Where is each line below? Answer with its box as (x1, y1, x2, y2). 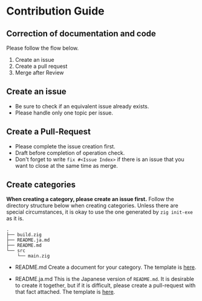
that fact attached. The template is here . (15, 288, 116, 296)
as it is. (6, 215, 24, 222)
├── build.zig (6, 232, 42, 238)
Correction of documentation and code (6, 28, 156, 39)
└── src (6, 248, 26, 254)
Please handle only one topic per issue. (15, 109, 114, 116)
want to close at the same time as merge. (15, 162, 118, 169)
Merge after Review (15, 69, 65, 76)
